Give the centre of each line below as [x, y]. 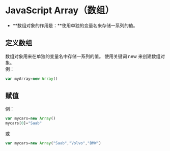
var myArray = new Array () [32, 79]
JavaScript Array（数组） [60, 10]
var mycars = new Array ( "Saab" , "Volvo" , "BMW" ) [53, 143]
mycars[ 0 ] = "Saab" [24, 123]
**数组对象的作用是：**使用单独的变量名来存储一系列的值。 [75, 25]
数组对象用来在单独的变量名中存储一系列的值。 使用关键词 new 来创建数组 [83, 56]
